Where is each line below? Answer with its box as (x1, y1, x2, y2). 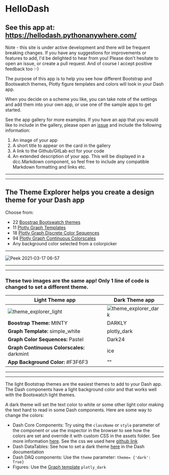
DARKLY (107, 320, 127, 327)
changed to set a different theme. (5, 283, 89, 290)
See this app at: (5, 23, 55, 32)
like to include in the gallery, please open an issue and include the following (5, 122, 162, 128)
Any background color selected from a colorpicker (12, 240, 117, 246)
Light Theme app (34, 296, 76, 303)
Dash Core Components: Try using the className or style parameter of (12, 422, 160, 428)
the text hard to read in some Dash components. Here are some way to (5, 407, 152, 413)
